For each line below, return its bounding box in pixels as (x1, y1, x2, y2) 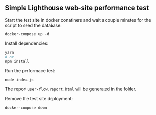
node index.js (5, 77, 34, 83)
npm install (5, 59, 29, 64)
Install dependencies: (5, 40, 49, 46)
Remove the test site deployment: (5, 96, 73, 102)
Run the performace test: (5, 68, 56, 74)
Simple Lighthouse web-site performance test (5, 4, 149, 12)
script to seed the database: (5, 22, 62, 28)
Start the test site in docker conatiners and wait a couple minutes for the (5, 17, 151, 23)
